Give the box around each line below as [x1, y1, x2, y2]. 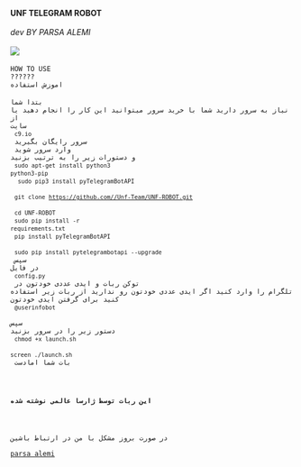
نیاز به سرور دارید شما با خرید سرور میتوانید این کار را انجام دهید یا [10, 105, 289, 114]
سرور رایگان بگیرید [14, 137, 88, 146]
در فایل [10, 263, 40, 272]
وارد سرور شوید [14, 145, 71, 154]
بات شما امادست [14, 358, 71, 367]
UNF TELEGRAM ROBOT [10, 8, 103, 18]
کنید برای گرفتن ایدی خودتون [10, 295, 120, 304]
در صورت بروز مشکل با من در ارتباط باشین [10, 433, 169, 443]
